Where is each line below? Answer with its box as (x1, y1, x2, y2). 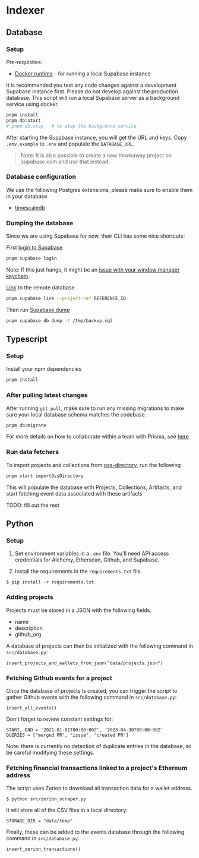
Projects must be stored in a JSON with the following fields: (6, 607, 151, 614)
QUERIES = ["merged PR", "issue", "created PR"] (6, 732, 129, 738)
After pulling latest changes (6, 391, 88, 399)
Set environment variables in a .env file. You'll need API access (14, 550, 169, 557)
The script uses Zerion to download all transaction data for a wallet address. (6, 785, 192, 792)
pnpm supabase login (6, 255, 58, 261)
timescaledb (14, 204, 46, 211)
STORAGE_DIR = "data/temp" (6, 818, 73, 824)
